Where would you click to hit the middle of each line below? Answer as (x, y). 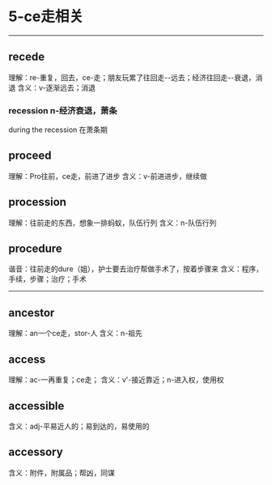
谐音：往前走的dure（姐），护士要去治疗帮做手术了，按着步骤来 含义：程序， (136, 269)
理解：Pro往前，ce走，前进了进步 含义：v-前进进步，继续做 (108, 176)
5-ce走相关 (46, 17)
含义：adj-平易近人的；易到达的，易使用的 (79, 426)
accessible (36, 406)
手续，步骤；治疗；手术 (47, 279)
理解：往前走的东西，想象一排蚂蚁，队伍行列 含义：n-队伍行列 (113, 223)
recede (27, 57)
